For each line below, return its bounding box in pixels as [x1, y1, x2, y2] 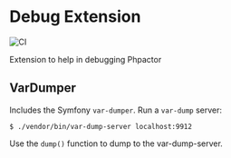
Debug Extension [9, 6, 141, 27]
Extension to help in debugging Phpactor [9, 54, 162, 64]
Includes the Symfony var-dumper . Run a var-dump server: [9, 104, 223, 115]
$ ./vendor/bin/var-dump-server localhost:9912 [9, 122, 193, 131]
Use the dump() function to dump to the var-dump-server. [9, 138, 224, 149]
